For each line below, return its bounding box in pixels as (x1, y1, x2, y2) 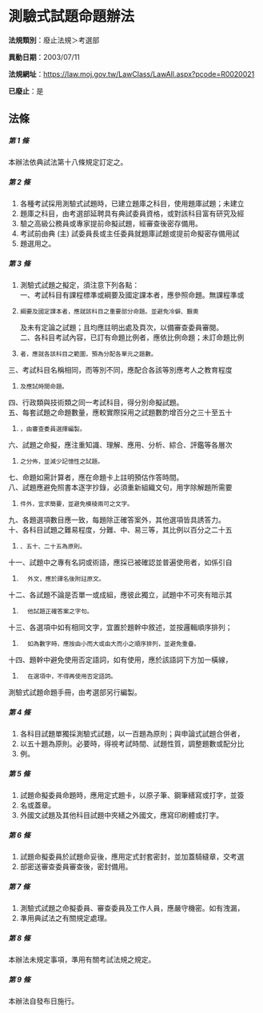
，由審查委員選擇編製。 (19, 425, 86, 433)
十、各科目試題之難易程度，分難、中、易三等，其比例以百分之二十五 (8, 525, 233, 535)
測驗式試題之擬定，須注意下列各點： (19, 281, 140, 290)
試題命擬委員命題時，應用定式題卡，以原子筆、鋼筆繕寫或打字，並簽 (19, 791, 245, 800)
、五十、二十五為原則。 (19, 543, 86, 551)
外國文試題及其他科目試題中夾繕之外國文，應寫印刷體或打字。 (19, 811, 224, 820)
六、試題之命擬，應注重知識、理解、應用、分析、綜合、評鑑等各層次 (8, 441, 233, 450)
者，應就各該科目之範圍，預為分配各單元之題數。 (19, 350, 157, 358)
